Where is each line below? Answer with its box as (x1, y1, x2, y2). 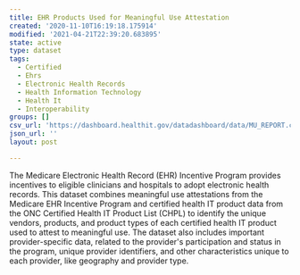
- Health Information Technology (17, 87, 142, 96)
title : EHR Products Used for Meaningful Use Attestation (9, 12, 229, 22)
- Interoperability (17, 104, 90, 113)
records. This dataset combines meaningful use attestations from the (9, 188, 263, 199)
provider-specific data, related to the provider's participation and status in (9, 236, 281, 246)
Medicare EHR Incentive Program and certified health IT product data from (9, 198, 284, 209)
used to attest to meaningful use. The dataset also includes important (9, 227, 265, 237)
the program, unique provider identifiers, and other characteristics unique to (9, 246, 289, 256)
